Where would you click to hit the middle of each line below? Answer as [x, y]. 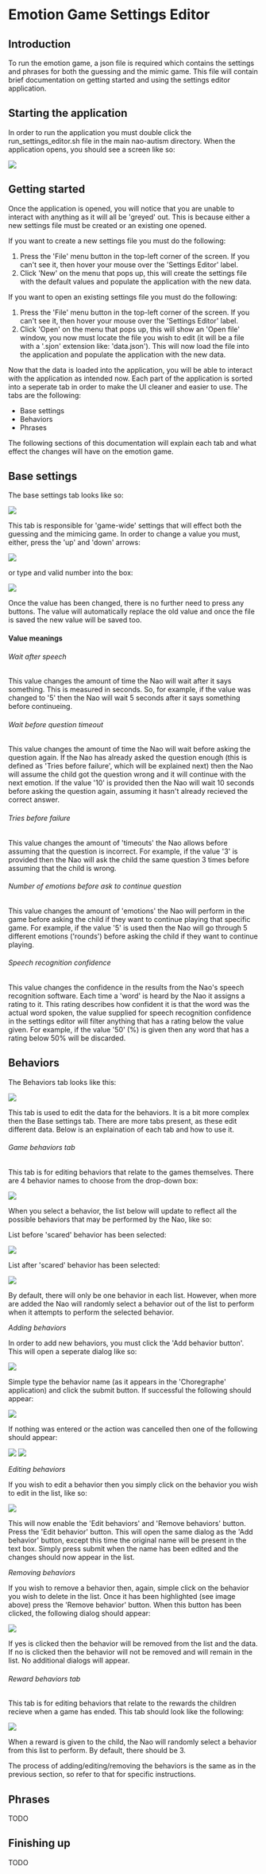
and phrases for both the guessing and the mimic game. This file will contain [133, 72]
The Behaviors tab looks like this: [62, 1082]
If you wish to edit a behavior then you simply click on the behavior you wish [133, 1485]
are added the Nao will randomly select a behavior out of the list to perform [131, 1304]
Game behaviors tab [42, 1148]
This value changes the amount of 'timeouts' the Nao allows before [118, 842]
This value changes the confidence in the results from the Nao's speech [126, 988]
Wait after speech [38, 656]
